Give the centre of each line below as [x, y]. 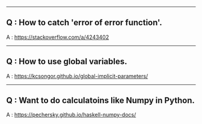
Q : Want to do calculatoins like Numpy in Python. [101, 100]
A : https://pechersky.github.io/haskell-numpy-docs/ [71, 115]
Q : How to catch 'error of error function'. [84, 22]
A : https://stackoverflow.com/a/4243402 [58, 37]
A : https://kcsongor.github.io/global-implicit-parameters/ [77, 76]
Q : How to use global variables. [67, 61]
